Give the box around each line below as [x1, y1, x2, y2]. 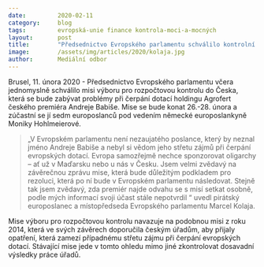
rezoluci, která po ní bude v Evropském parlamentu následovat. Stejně [27, 176, 255, 185]
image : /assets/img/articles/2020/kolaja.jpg [8, 48, 185, 56]
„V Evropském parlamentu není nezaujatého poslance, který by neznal [27, 134, 255, 143]
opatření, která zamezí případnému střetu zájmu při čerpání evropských [8, 233, 241, 243]
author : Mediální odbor [8, 56, 108, 64]
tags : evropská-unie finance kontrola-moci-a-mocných [8, 26, 217, 34]
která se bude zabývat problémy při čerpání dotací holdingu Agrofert [8, 94, 232, 103]
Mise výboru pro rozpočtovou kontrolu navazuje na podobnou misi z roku [8, 216, 247, 225]
